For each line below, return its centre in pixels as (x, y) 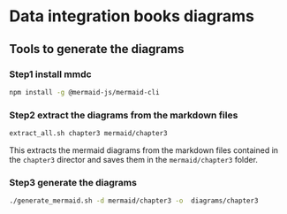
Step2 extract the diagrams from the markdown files (124, 115)
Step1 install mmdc (50, 74)
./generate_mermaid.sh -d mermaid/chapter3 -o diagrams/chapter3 (134, 201)
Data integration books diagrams (132, 16)
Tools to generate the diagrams (97, 49)
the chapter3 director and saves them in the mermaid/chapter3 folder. (134, 159)
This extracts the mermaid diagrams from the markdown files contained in (144, 150)
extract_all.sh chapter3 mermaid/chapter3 (88, 134)
